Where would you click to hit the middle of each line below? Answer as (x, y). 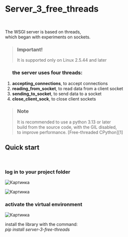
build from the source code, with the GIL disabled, (67, 127)
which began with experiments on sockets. (48, 37)
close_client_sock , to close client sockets (54, 99)
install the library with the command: (41, 224)
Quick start (22, 147)
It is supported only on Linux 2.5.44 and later (62, 60)
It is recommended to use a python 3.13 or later (64, 122)
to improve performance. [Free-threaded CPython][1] (70, 132)
